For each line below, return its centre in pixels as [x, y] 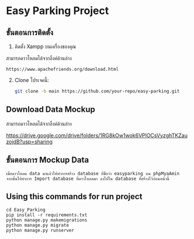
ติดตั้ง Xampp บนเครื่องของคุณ [45, 46]
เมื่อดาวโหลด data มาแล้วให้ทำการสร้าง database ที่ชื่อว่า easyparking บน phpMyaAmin [93, 173]
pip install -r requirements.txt [47, 215]
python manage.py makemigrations [47, 220]
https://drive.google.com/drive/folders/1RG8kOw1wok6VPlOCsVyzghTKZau [97, 135]
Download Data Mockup [51, 110]
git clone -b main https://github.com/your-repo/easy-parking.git [97, 91]
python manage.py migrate [37, 226]
